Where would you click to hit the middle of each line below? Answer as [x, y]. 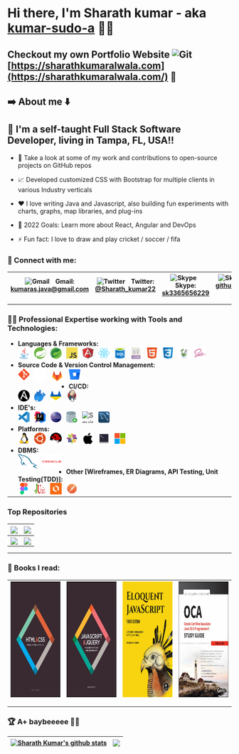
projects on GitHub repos [54, 165]
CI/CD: [79, 386]
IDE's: [27, 408]
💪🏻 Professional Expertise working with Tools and [95, 319]
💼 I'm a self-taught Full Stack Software [94, 129]
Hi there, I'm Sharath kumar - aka [107, 13]
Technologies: [33, 328]
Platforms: [33, 429]
